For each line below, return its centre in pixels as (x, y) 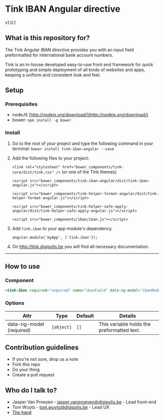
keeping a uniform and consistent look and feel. (53, 75)
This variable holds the (125, 324)
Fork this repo (26, 364)
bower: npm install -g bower (42, 120)
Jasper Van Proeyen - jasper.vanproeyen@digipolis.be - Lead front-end (84, 402)
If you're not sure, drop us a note (45, 359)
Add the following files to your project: (51, 158)
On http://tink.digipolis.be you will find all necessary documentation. (81, 246)
